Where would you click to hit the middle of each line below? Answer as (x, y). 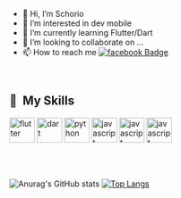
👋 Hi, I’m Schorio (53, 14)
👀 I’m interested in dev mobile (77, 23)
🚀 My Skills (42, 101)
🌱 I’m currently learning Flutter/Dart (87, 33)
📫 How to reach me (59, 52)
